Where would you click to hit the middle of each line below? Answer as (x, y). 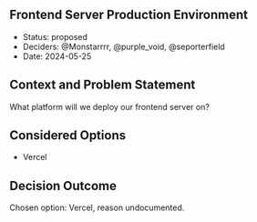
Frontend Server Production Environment (129, 15)
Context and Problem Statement (103, 85)
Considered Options (67, 136)
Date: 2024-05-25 (57, 56)
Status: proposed (55, 36)
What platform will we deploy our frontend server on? (109, 106)
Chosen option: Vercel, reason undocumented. (97, 207)
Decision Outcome (63, 186)
